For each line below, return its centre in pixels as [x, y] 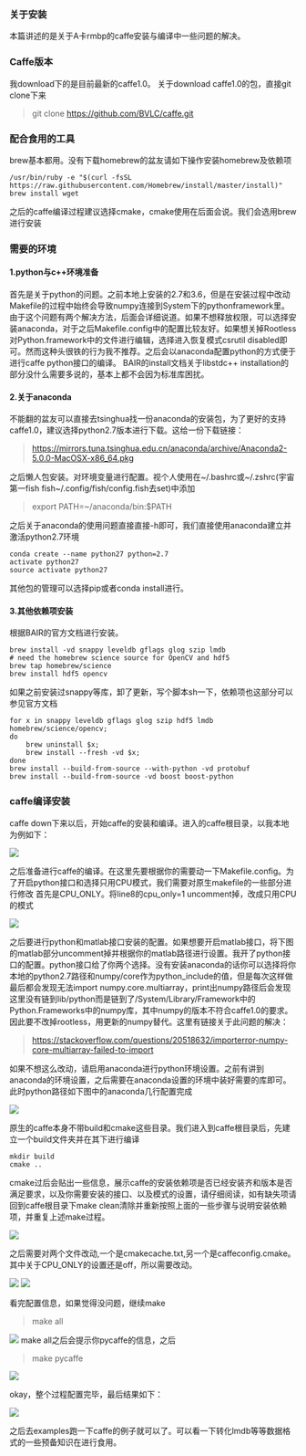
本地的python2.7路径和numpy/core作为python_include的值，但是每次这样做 [151, 976]
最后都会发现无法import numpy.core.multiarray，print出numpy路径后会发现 [150, 987]
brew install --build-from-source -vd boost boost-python [122, 777]
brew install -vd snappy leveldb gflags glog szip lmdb [117, 650]
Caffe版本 [31, 62]
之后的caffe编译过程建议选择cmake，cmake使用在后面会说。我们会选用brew [153, 211]
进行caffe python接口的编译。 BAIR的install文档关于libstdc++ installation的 [149, 363]
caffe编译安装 [40, 801]
